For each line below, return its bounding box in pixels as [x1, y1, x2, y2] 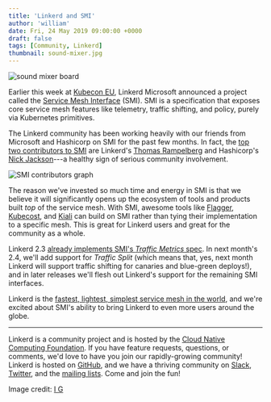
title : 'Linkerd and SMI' [8, 11, 95, 20]
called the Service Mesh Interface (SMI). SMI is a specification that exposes [8, 96, 261, 105]
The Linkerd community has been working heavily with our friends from [8, 128, 246, 138]
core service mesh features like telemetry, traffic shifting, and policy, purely [8, 104, 260, 114]
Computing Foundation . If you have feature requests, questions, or [8, 343, 230, 352]
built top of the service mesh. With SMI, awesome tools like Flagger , [8, 203, 234, 212]
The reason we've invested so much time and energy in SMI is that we [8, 186, 242, 195]
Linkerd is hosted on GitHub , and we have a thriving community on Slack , [8, 360, 252, 370]
